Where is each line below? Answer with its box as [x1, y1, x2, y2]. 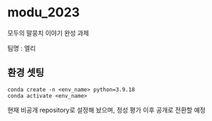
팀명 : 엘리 [7, 43, 36, 52]
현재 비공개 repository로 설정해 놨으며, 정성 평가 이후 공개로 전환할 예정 [7, 105, 206, 114]
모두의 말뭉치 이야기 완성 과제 [7, 28, 90, 37]
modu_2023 [7, 4, 80, 21]
